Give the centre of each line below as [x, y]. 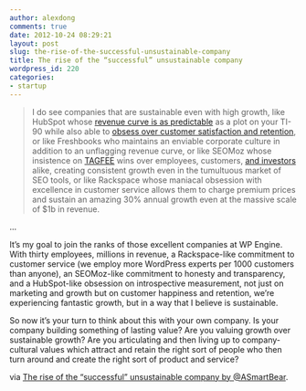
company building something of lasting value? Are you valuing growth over [150, 330]
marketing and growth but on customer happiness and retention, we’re [142, 292]
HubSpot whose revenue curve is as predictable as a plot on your [155, 122]
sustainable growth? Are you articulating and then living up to [125, 340]
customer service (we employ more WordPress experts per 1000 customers [152, 264]
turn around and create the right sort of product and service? [124, 359]
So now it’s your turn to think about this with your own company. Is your [144, 320]
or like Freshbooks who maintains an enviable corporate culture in [156, 141]
